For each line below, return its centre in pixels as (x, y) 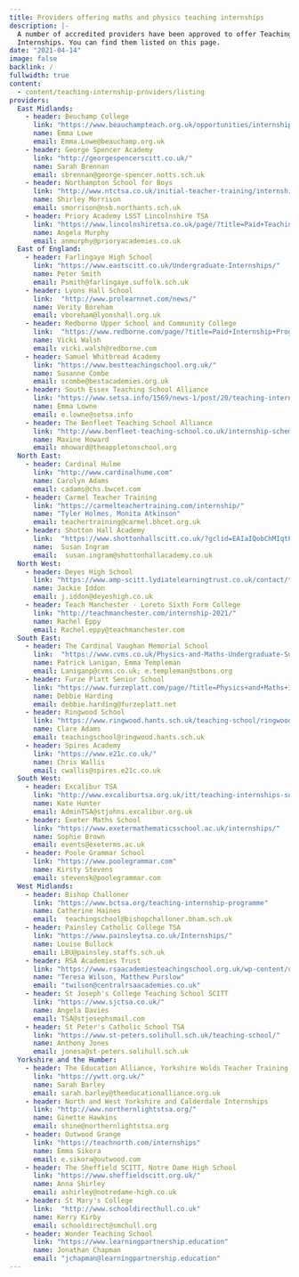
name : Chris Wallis (69, 762)
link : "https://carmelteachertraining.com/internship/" (138, 505)
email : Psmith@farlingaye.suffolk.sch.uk (111, 282)
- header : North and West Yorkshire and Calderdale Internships (147, 1101)
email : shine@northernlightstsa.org (101, 1127)
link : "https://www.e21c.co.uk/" (95, 754)
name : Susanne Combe (71, 373)
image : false (33, 59)
